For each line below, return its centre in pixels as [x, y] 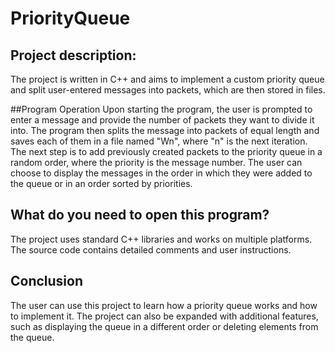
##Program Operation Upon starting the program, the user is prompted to [161, 109]
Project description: [73, 55]
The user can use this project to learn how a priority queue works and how [164, 305]
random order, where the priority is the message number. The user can [156, 162]
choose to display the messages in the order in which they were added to [161, 173]
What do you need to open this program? [140, 215]
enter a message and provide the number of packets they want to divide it [162, 120]
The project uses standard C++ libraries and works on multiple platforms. [161, 239]
